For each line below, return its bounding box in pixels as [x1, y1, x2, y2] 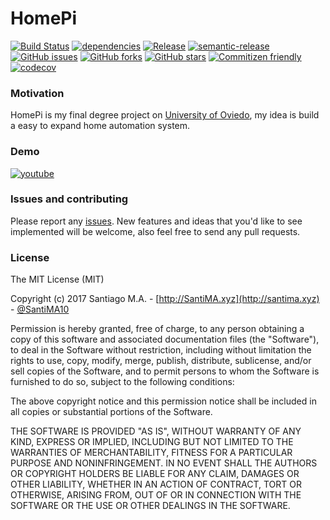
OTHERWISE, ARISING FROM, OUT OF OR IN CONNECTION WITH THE [10, 489, 302, 501]
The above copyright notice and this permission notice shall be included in [10, 395, 317, 407]
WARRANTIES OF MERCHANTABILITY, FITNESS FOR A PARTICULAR [10, 447, 293, 459]
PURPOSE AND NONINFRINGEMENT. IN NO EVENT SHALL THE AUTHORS [10, 457, 318, 469]
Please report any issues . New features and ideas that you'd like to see [10, 215, 303, 227]
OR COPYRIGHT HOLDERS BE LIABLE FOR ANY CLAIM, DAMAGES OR [10, 468, 300, 480]
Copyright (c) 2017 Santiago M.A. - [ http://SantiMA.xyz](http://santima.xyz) [10, 293, 320, 305]
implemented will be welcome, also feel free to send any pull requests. [10, 225, 301, 237]
